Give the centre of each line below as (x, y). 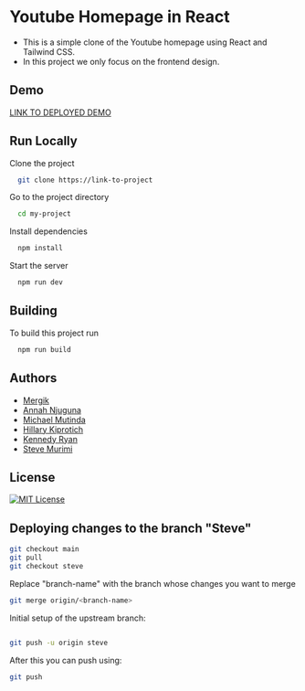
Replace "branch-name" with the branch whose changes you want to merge (153, 583)
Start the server (39, 266)
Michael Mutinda (54, 420)
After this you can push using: (66, 660)
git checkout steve (47, 566)
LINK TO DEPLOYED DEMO (60, 112)
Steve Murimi (47, 449)
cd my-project (44, 214)
